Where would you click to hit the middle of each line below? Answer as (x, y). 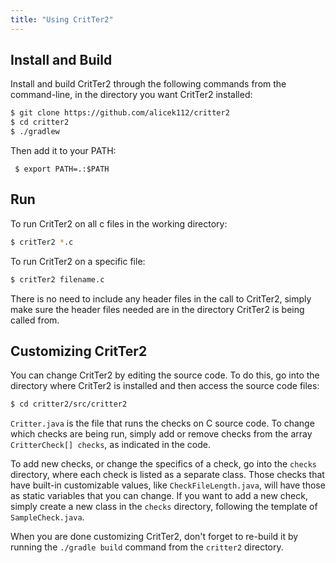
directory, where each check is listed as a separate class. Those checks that (167, 475)
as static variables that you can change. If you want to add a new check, (159, 496)
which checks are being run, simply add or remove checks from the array (161, 434)
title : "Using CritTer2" (62, 19)
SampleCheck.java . (47, 517)
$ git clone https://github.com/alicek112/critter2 (120, 113)
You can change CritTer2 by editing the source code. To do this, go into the (165, 375)
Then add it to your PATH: (63, 151)
